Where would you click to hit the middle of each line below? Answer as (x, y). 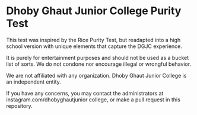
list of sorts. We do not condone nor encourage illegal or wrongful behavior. (99, 64)
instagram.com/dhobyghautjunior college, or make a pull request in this (93, 100)
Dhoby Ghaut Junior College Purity (94, 11)
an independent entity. (34, 82)
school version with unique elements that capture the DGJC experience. (94, 46)
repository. (19, 106)
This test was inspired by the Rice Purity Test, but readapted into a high (93, 40)
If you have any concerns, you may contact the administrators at (85, 93)
